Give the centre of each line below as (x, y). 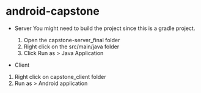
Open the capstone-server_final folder (72, 40)
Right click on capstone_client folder (60, 76)
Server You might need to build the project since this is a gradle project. (105, 28)
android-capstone (53, 11)
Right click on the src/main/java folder (71, 46)
